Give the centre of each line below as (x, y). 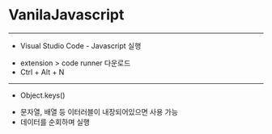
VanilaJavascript (66, 15)
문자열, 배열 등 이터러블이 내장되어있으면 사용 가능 (99, 111)
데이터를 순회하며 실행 (55, 122)
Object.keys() (42, 95)
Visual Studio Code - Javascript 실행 (81, 45)
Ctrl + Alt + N (42, 72)
